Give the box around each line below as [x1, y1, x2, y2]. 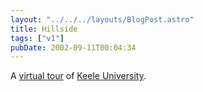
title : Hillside [10, 24, 78, 34]
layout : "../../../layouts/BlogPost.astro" [10, 14, 195, 25]
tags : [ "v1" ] [10, 33, 65, 43]
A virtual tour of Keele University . [10, 70, 147, 82]
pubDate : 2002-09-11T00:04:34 [10, 42, 137, 53]
